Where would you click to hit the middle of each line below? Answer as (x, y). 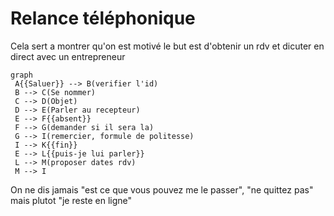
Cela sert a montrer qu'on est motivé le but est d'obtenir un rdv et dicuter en (167, 46)
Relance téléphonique (103, 18)
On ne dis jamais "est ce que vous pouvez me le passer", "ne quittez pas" (162, 189)
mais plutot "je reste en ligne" (71, 200)
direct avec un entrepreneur (68, 56)
